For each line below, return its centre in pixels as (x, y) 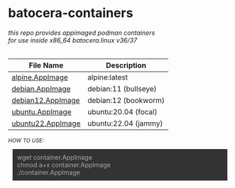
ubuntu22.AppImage (46, 123)
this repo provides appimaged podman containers (82, 33)
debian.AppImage (41, 89)
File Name (46, 65)
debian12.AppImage (46, 100)
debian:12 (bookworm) (126, 100)
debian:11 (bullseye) (122, 89)
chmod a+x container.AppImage (64, 165)
